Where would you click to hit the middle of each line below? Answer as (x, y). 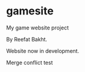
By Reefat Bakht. (27, 39)
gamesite (30, 11)
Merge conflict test (30, 62)
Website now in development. (43, 51)
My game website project (37, 28)
